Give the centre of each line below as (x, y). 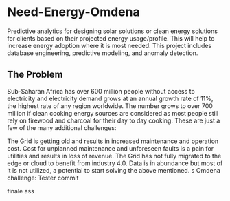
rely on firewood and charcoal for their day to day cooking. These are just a (114, 120)
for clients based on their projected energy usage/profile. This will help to (111, 38)
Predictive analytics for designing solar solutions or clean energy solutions (113, 31)
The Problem (35, 75)
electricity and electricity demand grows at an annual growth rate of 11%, (110, 98)
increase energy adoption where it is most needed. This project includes (110, 45)
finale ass (21, 191)
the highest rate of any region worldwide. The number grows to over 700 (110, 106)
